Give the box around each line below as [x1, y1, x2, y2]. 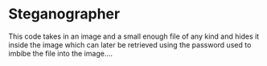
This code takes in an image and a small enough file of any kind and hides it [8, 31, 260, 41]
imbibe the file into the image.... [8, 48, 113, 58]
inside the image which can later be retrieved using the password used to [8, 39, 252, 49]
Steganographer [8, 5, 121, 23]
